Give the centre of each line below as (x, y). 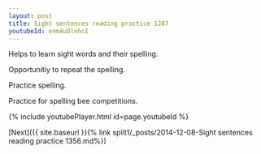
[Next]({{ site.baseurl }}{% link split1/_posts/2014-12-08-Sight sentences (131, 133)
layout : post (30, 16)
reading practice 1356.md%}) (58, 141)
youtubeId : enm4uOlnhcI (49, 31)
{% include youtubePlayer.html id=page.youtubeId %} (99, 117)
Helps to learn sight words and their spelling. (83, 54)
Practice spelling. (37, 85)
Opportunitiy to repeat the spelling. (67, 70)
